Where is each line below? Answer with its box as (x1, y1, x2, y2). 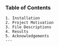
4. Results (5, 29, 29, 34)
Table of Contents (5, 4, 51, 11)
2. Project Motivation (5, 20, 54, 26)
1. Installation (5, 16, 40, 21)
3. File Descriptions (5, 25, 52, 30)
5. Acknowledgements (5, 34, 50, 39)
